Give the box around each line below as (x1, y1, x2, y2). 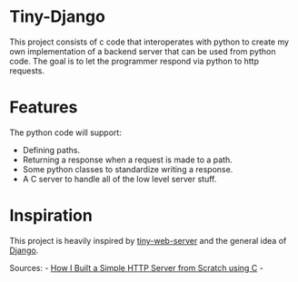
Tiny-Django (9, 6, 106, 27)
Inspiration (9, 206, 93, 226)
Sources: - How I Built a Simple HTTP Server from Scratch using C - (9, 262, 263, 273)
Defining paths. (22, 144, 80, 155)
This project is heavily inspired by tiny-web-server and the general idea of (9, 235, 287, 246)
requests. (9, 65, 45, 76)
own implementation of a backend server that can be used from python (9, 45, 276, 56)
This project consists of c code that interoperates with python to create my (9, 36, 289, 47)
